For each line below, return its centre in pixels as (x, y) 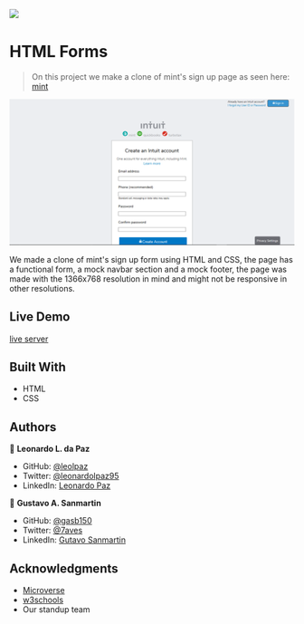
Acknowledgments (64, 568)
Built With (38, 367)
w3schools (43, 600)
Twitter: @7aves (52, 531)
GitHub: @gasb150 (57, 521)
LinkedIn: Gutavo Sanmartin (74, 540)
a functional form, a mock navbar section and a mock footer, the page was (148, 269)
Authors (33, 427)
